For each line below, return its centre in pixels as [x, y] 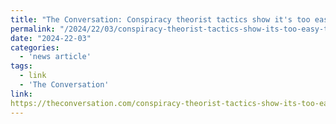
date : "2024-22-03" [51, 38]
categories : [35, 47]
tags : [21, 66]
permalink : [33, 29]
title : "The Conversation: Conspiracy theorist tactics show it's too [160, 19]
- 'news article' [55, 57]
